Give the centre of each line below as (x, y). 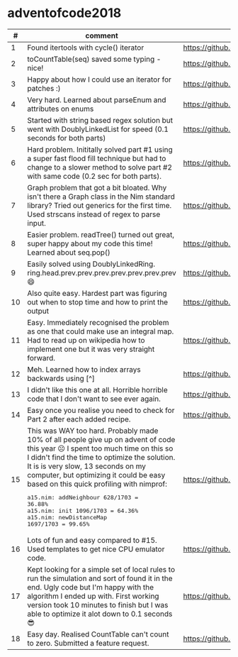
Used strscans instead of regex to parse (94, 214)
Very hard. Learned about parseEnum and (97, 99)
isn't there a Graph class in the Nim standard (101, 197)
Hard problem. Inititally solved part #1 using (100, 149)
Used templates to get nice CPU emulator (96, 549)
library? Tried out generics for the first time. (100, 205)
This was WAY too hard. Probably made (93, 431)
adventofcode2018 (64, 13)
